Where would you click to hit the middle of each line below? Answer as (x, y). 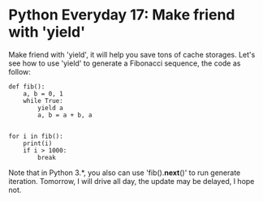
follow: (19, 71)
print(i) (38, 143)
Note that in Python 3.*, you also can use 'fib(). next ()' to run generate (125, 173)
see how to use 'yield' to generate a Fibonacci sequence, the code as (125, 63)
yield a (50, 108)
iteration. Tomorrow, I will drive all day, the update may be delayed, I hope (131, 181)
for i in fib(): (36, 136)
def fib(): (27, 87)
